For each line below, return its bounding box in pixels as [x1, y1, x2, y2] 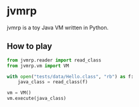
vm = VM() [7, 90, 32, 96]
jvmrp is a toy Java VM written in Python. [7, 24, 109, 31]
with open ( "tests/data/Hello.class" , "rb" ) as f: [7, 74, 134, 80]
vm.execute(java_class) [7, 96, 67, 102]
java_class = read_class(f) [17, 79, 88, 85]
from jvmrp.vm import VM [7, 63, 69, 69]
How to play [7, 41, 52, 51]
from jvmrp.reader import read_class [7, 57, 102, 63]
